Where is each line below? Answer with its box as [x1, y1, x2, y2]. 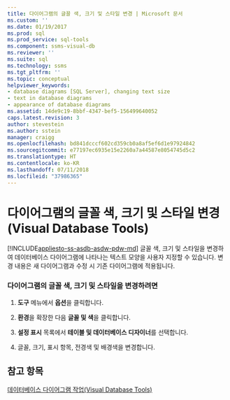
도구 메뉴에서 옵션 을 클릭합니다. [17, 298, 103, 306]
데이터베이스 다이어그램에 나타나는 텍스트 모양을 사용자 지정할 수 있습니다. [14, 253, 217, 262]
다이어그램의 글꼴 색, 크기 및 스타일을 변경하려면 [7, 281, 159, 291]
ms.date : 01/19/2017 [7, 23, 68, 30]
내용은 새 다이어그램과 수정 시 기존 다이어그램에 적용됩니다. [14, 262, 175, 270]
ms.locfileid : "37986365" [7, 173, 82, 180]
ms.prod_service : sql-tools [7, 36, 89, 43]
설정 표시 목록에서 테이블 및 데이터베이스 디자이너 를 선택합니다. [17, 328, 189, 336]
